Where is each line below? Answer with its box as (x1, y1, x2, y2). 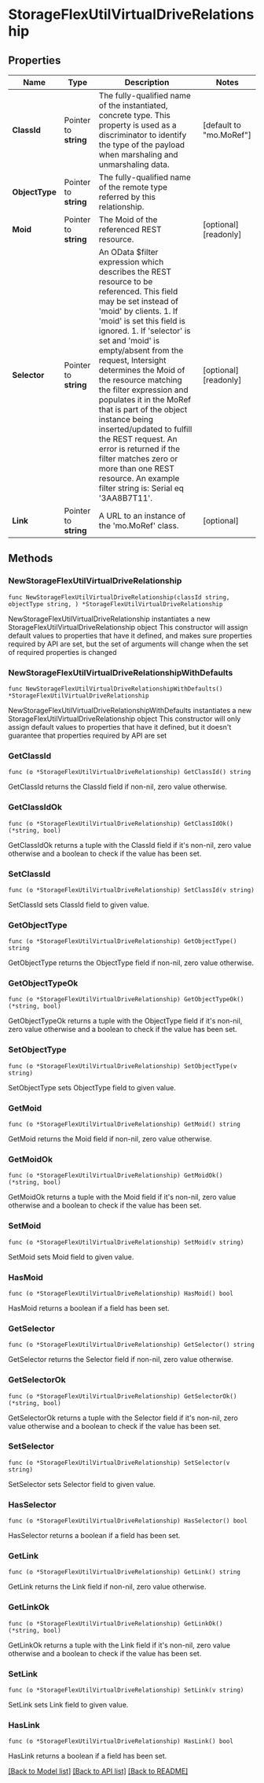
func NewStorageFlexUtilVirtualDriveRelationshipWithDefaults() (8, 685, 223, 693)
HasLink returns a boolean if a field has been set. (8, 1752, 167, 1761)
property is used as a (98, 120, 177, 131)
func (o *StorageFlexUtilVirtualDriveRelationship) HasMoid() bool (8, 1289, 234, 1297)
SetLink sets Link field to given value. (8, 1700, 129, 1710)
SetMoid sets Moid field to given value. (8, 1252, 134, 1261)
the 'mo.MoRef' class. (98, 520, 179, 531)
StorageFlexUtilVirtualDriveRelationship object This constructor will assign (8, 622, 249, 631)
